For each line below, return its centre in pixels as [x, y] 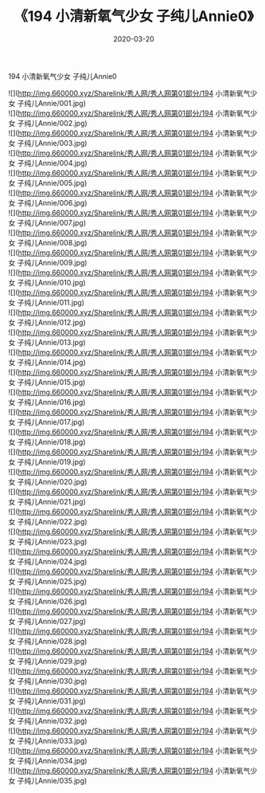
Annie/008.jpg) [62, 242]
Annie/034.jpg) [62, 760]
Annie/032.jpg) [62, 720]
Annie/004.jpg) [62, 163]
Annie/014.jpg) [62, 362]
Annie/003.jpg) [62, 143]
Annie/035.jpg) [62, 780]
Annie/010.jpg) [62, 282]
